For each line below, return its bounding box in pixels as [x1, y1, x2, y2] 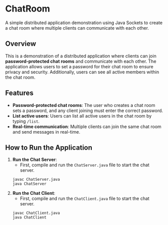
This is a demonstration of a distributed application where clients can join [5, 53, 156, 59]
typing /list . [12, 118, 40, 124]
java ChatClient [12, 215, 47, 220]
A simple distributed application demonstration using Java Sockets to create [5, 20, 163, 26]
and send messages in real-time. [12, 129, 80, 135]
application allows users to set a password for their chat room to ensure [5, 63, 154, 69]
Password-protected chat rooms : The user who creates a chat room [12, 102, 155, 108]
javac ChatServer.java [12, 177, 60, 182]
